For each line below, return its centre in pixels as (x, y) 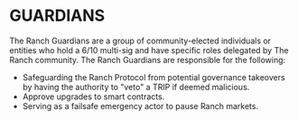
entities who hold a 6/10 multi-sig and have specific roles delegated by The (149, 50)
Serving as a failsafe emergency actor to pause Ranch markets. (140, 106)
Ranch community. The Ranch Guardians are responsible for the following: (148, 60)
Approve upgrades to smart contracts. (93, 97)
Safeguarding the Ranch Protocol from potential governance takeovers (154, 77)
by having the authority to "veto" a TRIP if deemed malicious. (136, 87)
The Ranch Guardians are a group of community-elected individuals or (140, 41)
